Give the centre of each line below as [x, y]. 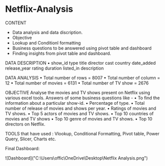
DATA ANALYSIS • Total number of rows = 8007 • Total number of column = [83, 78]
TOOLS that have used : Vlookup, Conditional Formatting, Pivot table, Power [82, 133]
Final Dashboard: [22, 148]
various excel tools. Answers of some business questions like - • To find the [82, 98]
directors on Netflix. [25, 124]
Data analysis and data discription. [47, 32]
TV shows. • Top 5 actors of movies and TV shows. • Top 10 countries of [80, 113]
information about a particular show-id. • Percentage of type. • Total [75, 103]
